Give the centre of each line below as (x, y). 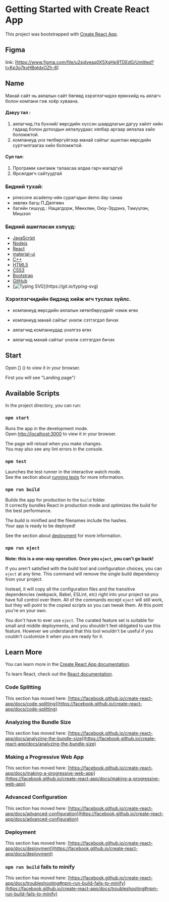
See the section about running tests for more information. (65, 477)
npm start (17, 418)
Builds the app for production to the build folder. (56, 500)
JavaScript (24, 238)
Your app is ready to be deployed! (40, 526)
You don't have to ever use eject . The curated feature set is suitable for (80, 620)
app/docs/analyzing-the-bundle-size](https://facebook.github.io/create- (81, 739)
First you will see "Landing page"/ (40, 377)
